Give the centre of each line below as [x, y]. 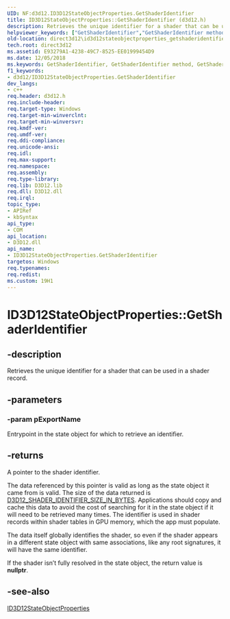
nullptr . [18, 570]
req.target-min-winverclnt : [47, 115]
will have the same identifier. [47, 549]
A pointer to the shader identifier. [54, 472]
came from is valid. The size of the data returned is [79, 492]
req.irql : [21, 198]
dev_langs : [23, 84]
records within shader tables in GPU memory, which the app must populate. [114, 522]
